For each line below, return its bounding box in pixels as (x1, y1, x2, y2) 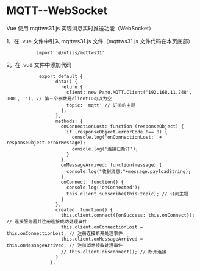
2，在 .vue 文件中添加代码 (6, 61, 72, 68)
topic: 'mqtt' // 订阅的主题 (66, 102, 136, 108)
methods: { (55, 118, 84, 124)
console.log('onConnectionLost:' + (71, 134, 163, 140)
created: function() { (55, 206, 113, 213)
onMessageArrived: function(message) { (60, 162, 163, 168)
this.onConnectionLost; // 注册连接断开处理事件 (6, 230, 123, 236)
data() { (55, 79, 78, 85)
